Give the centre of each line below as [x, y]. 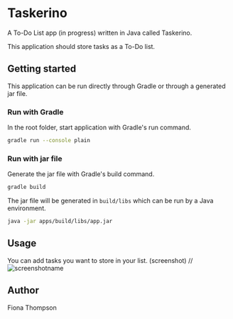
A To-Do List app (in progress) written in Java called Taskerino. [100, 33]
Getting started [42, 69]
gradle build [27, 187]
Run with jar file [35, 158]
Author [23, 290]
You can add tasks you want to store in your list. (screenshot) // [100, 260]
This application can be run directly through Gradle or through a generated [116, 86]
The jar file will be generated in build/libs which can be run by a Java [110, 201]
